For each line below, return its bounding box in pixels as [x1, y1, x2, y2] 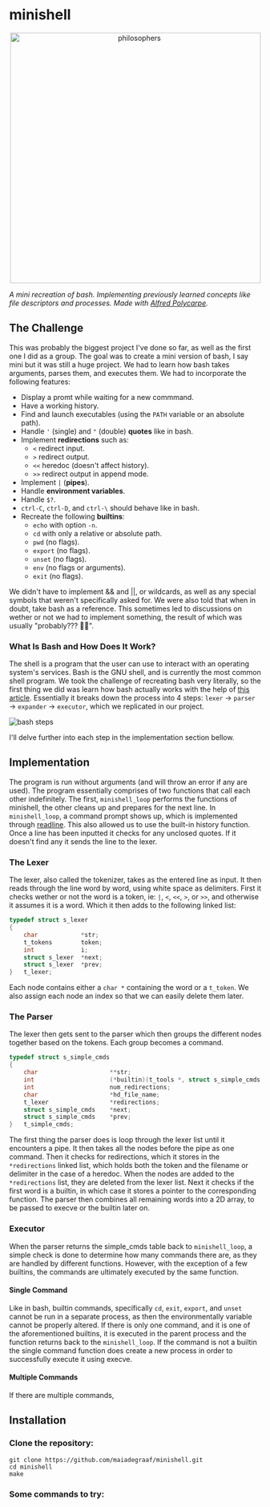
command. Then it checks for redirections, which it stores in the [9, 1152, 220, 1162]
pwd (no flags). [32, 537, 80, 547]
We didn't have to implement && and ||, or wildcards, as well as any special [9, 587, 256, 596]
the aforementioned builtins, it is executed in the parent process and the [9, 1328, 247, 1338]
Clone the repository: [9, 1437, 95, 1448]
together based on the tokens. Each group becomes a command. [9, 1038, 224, 1048]
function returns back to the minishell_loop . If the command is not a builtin [9, 1337, 257, 1347]
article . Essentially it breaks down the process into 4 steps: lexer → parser [9, 693, 256, 703]
